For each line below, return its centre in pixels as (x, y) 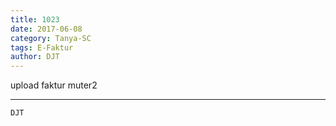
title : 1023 (35, 19)
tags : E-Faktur (42, 47)
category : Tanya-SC (51, 38)
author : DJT (35, 57)
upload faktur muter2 (54, 85)
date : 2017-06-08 (46, 29)
